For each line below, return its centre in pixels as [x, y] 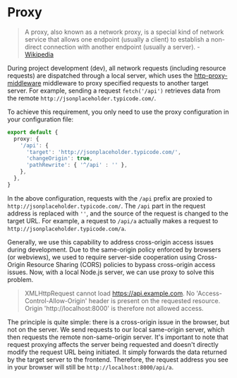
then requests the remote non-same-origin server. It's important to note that [118, 337]
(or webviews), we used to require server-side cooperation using [102, 257]
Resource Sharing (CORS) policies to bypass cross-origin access [121, 264]
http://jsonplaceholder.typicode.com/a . [67, 228]
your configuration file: [41, 119]
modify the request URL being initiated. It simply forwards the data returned [117, 352]
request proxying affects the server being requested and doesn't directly [113, 344]
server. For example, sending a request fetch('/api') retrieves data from [114, 90]
